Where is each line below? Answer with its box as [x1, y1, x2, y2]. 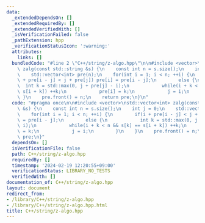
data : [6, 9, 20, 15]
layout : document [6, 185, 51, 191]
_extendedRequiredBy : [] [12, 20, 75, 26]
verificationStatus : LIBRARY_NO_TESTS [12, 168, 111, 174]
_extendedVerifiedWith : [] [12, 26, 81, 32]
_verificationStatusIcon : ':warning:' [12, 43, 111, 49]
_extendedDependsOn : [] [12, 15, 72, 21]
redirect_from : [6, 191, 45, 197]
